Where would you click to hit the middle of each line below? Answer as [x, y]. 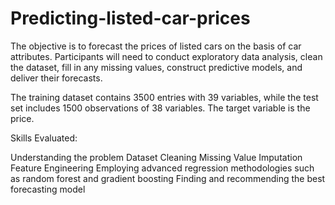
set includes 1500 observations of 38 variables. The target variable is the [160, 108]
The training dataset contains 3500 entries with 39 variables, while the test [164, 97]
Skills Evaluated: [44, 138]
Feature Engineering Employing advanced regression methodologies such [162, 168]
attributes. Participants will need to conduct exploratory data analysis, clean [166, 56]
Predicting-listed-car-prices [130, 18]
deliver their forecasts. [56, 78]
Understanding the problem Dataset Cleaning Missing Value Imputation [156, 157]
